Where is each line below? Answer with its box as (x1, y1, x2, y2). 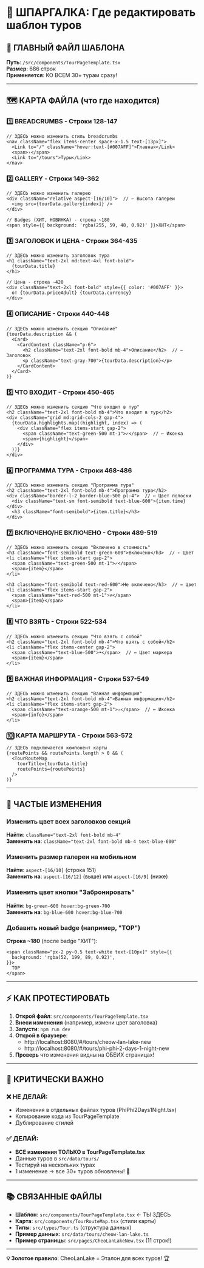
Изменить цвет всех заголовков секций (6, 817, 131, 825)
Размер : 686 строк (6, 65, 56, 72)
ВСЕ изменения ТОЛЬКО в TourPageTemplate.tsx (15, 1148, 145, 1156)
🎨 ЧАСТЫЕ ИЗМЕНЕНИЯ (6, 799, 102, 810)
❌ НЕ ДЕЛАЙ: (6, 1092, 48, 1101)
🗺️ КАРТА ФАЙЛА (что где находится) (6, 95, 160, 106)
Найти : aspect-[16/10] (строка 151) (6, 867, 97, 874)
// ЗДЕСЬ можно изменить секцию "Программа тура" (6, 482, 135, 488)
